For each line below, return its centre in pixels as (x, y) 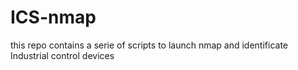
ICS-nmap (53, 17)
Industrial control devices (62, 55)
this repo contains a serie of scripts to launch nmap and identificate (149, 45)
